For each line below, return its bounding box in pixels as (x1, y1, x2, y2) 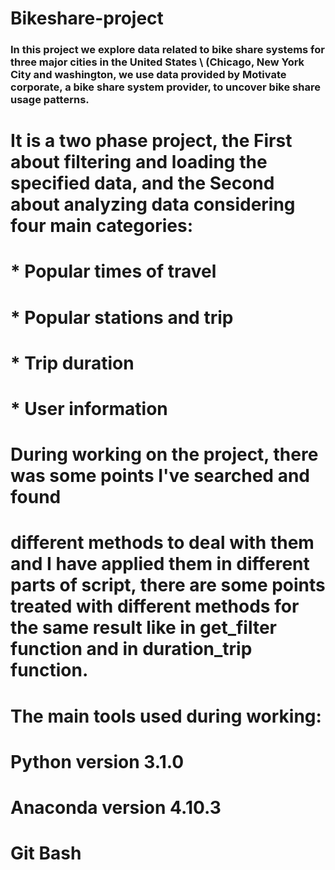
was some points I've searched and (10, 465, 310, 487)
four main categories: (10, 215, 193, 237)
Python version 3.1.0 (10, 750, 185, 773)
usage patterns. (10, 93, 90, 107)
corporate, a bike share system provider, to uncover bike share (10, 80, 321, 94)
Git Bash (10, 842, 82, 865)
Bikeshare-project (10, 7, 164, 30)
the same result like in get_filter (10, 617, 277, 639)
